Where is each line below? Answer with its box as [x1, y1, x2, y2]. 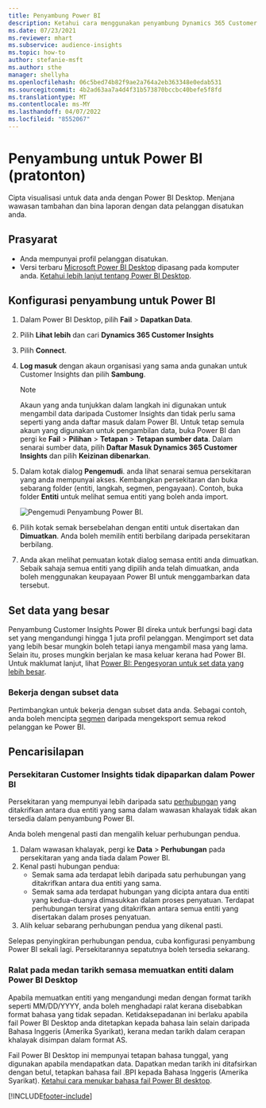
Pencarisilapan [8, 745, 85, 759]
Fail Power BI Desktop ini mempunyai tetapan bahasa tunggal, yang [8, 1050, 229, 1059]
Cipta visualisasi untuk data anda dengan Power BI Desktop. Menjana [8, 193, 235, 202]
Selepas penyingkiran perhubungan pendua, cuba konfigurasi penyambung [8, 936, 256, 946]
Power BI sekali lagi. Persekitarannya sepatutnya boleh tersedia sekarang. [8, 945, 250, 954]
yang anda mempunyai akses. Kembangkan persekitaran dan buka [19, 475, 238, 485]
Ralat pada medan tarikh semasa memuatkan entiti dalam [8, 965, 234, 976]
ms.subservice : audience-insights [8, 41, 123, 49]
